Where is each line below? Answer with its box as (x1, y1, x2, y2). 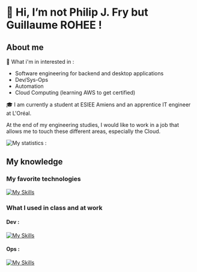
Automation (14, 82, 44, 90)
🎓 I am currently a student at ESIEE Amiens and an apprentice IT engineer (6, 101, 191, 108)
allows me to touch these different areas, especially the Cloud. (6, 128, 161, 135)
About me (6, 42, 44, 52)
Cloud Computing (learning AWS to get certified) (14, 89, 136, 96)
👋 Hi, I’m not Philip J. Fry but (6, 5, 148, 19)
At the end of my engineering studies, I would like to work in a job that (6, 122, 179, 128)
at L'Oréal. (6, 110, 32, 117)
